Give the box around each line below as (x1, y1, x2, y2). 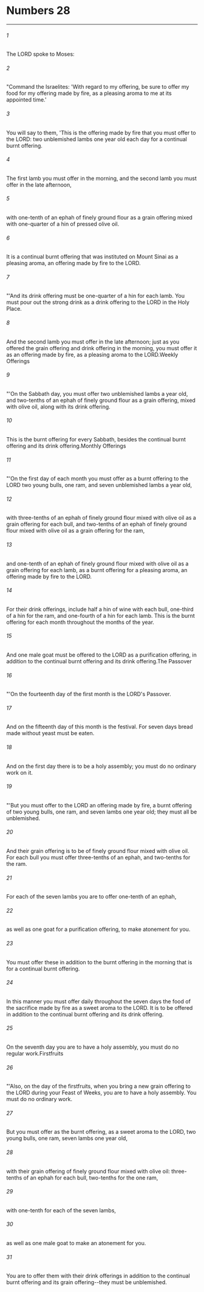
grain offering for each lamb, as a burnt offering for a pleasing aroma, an (6, 566, 188, 573)
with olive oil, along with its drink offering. (6, 402, 110, 410)
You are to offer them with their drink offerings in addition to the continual (6, 1272, 190, 1280)
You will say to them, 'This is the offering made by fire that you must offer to (6, 129, 196, 136)
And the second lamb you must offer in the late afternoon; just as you (6, 338, 180, 345)
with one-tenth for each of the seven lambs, (6, 1206, 117, 1214)
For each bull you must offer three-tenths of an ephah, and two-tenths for (6, 854, 191, 861)
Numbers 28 (6, 4, 71, 18)
